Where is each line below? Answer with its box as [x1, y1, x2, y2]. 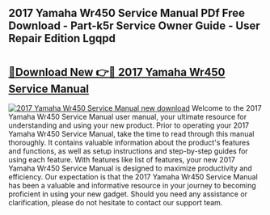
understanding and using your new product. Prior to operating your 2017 [8, 120, 250, 130]
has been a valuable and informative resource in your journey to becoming [8, 181, 256, 190]
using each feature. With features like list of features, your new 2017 [8, 155, 236, 164]
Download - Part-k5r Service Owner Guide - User [8, 19, 260, 33]
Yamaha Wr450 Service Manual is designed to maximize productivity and [8, 163, 252, 173]
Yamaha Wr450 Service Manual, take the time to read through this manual [8, 129, 255, 138]
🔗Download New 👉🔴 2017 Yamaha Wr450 [8, 65, 226, 79]
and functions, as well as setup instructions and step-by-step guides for [8, 146, 248, 156]
